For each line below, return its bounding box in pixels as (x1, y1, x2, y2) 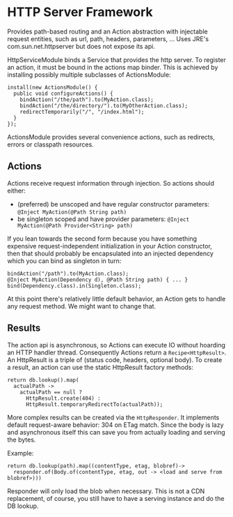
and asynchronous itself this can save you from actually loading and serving (7, 428, 226, 436)
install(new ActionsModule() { (7, 84, 98, 91)
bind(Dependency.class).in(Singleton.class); (7, 282, 141, 290)
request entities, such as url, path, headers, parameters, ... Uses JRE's (7, 34, 209, 43)
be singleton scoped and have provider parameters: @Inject (17, 214, 190, 223)
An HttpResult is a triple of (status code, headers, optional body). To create (7, 355, 223, 364)
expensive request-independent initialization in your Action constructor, (7, 241, 212, 250)
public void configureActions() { (13, 90, 113, 97)
